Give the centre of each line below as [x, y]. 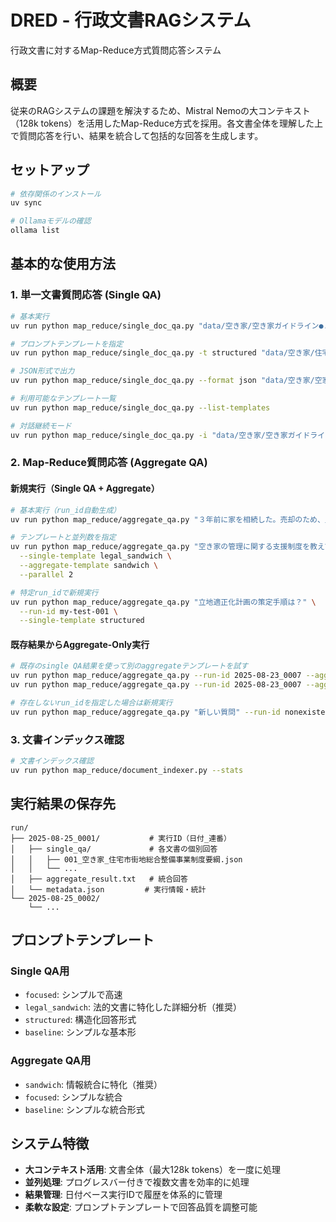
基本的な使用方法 [63, 264]
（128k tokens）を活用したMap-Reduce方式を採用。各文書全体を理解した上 [167, 123]
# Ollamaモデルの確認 [51, 221]
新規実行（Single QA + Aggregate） [85, 488]
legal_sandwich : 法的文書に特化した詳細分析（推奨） [133, 1007]
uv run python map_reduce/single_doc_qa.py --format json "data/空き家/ [162, 381]
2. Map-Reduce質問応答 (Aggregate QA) [109, 463]
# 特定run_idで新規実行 [54, 592]
